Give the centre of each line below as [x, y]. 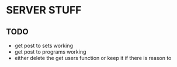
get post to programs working [50, 52]
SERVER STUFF [44, 10]
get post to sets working [44, 45]
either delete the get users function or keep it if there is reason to [93, 58]
